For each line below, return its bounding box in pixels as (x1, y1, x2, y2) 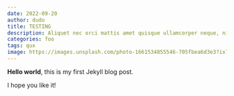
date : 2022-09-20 (7, 10, 58, 17)
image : (7, 49, 26, 56)
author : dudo (7, 17, 45, 23)
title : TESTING (7, 23, 52, 30)
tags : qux (7, 42, 36, 49)
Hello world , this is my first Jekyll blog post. (7, 67, 134, 76)
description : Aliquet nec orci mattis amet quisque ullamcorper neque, (7, 29, 219, 37)
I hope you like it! (7, 81, 56, 89)
